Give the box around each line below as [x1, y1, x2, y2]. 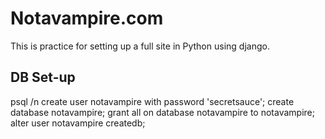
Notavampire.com [10, 7, 164, 30]
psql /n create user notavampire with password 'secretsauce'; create [10, 95, 295, 107]
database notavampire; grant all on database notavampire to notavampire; [10, 106, 315, 118]
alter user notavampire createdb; [10, 117, 146, 129]
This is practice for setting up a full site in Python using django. [10, 40, 270, 52]
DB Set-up [10, 69, 76, 86]
